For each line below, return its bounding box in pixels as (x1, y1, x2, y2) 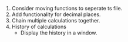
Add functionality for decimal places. (11, 11, 101, 18)
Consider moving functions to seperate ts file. (11, 5, 123, 12)
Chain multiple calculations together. (11, 17, 100, 24)
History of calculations (11, 23, 66, 30)
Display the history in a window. (20, 29, 97, 36)
